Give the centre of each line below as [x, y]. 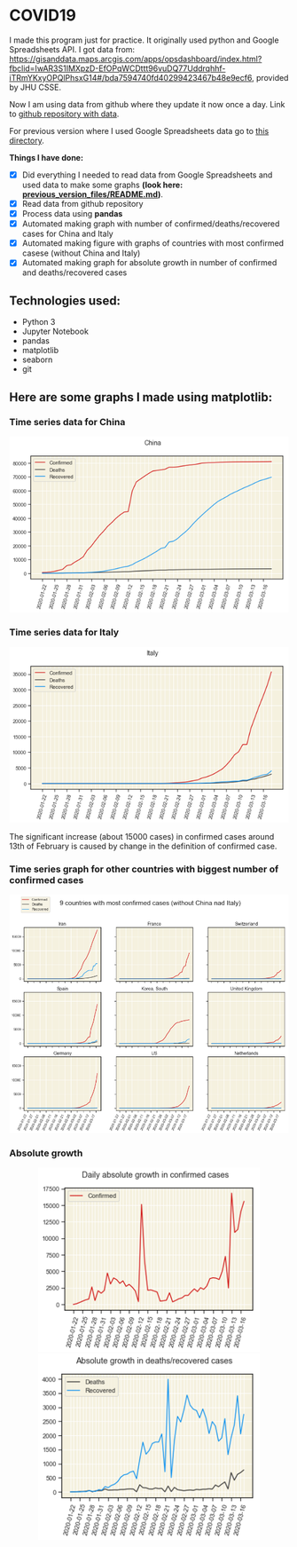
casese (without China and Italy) [81, 253]
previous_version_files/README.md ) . [93, 194]
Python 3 [39, 322]
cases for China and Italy [67, 234]
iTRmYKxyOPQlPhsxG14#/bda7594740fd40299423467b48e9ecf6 [131, 77]
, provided [270, 77]
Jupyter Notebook [55, 331]
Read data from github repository [82, 204]
